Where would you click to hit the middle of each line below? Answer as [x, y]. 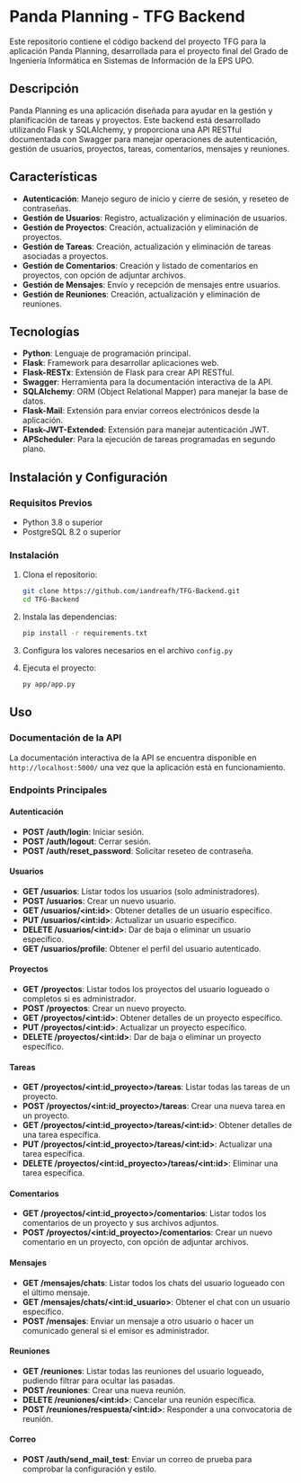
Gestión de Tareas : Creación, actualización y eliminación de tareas [146, 246]
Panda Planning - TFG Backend [127, 17]
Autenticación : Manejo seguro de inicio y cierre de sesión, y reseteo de [155, 199]
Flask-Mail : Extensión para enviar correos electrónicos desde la [141, 411]
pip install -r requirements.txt [85, 634]
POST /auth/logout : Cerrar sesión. [86, 841]
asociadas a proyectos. [65, 256]
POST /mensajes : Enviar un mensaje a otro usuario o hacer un [138, 1321]
